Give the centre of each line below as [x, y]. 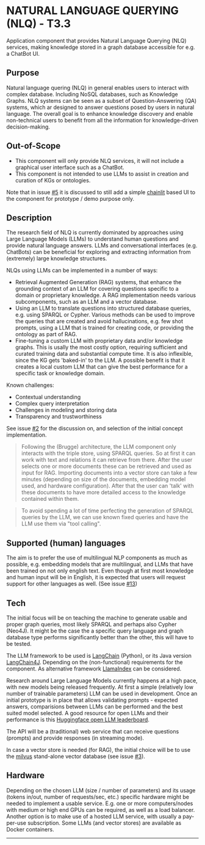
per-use [16, 823]
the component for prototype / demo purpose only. [70, 198]
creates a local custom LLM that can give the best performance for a [101, 367]
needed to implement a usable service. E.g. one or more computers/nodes [100, 803]
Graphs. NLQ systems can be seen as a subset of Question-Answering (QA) [102, 100]
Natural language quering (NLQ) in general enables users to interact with [98, 88]
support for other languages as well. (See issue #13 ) [72, 584]
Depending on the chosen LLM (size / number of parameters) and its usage [101, 790]
